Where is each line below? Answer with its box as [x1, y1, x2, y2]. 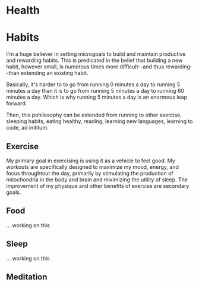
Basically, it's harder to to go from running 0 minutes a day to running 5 [6, 81, 181, 88]
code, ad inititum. [6, 124, 49, 131]
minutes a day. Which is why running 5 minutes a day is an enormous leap [6, 93, 188, 101]
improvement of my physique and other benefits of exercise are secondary [6, 182, 189, 189]
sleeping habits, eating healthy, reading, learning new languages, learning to [6, 118, 193, 125]
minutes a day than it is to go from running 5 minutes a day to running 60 [6, 87, 185, 95]
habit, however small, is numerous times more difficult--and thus [6, 63, 165, 70]
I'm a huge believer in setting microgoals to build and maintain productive [6, 51, 186, 58]
